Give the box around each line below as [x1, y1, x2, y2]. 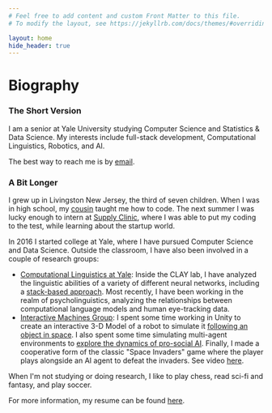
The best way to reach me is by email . [8, 156, 135, 166]
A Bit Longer [8, 177, 58, 188]
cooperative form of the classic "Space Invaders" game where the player [19, 347, 264, 357]
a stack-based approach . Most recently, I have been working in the [19, 287, 244, 296]
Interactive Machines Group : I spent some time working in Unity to [19, 313, 241, 322]
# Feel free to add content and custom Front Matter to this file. [8, 11, 241, 20]
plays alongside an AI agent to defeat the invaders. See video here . [19, 356, 244, 365]
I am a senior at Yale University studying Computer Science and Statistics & [8, 123, 261, 134]
